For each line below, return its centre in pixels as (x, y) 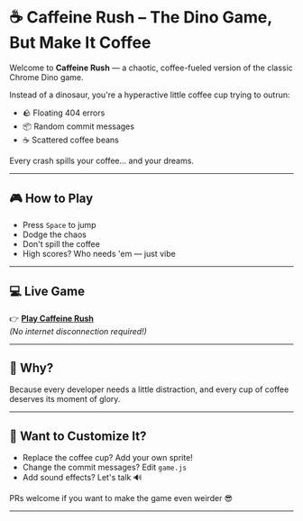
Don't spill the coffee (61, 243)
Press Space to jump (59, 224)
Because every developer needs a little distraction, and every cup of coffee (149, 389)
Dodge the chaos (55, 234)
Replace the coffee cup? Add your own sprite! (108, 458)
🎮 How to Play (51, 199)
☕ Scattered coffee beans (71, 140)
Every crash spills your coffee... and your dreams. (101, 160)
